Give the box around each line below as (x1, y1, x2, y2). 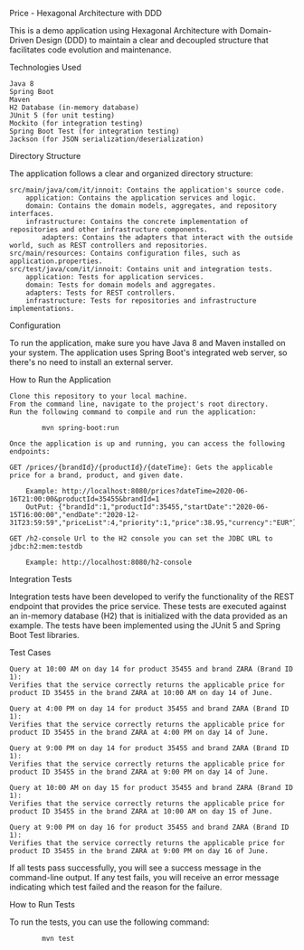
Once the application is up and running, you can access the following (9, 439, 285, 448)
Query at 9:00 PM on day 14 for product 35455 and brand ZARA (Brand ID (9, 744, 290, 753)
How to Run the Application (9, 374, 111, 385)
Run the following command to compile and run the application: (9, 408, 257, 417)
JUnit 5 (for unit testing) (9, 111, 116, 120)
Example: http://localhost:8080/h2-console (25, 558, 193, 567)
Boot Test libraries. (9, 630, 80, 640)
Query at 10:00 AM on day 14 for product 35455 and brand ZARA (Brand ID (9, 664, 294, 673)
